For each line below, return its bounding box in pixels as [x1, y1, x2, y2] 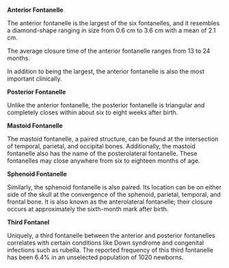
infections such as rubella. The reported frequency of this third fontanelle [7, 246, 214, 254]
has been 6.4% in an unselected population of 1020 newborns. [7, 253, 184, 261]
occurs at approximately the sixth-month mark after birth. [7, 205, 169, 213]
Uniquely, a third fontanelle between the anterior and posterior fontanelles [7, 232, 215, 239]
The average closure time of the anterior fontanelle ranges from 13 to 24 [7, 47, 211, 55]
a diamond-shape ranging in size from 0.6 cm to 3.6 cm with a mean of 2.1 [7, 27, 216, 34]
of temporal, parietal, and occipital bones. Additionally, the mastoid [7, 142, 196, 150]
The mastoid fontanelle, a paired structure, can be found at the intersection [7, 135, 219, 143]
